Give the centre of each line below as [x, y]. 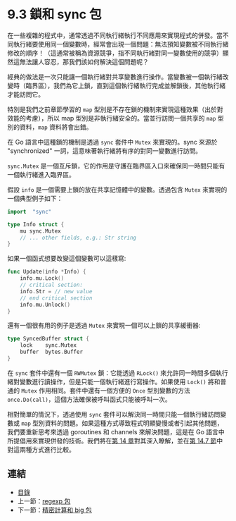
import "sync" [29, 212]
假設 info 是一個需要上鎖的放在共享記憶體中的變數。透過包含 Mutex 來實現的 [117, 189]
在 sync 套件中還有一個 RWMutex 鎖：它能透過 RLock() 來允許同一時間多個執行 [118, 373]
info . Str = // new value [56, 291]
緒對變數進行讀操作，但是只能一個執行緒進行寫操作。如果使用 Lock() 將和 [114, 381]
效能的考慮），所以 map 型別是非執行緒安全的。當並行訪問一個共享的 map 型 [116, 118]
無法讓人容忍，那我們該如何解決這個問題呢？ [84, 61]
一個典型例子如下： [35, 198]
